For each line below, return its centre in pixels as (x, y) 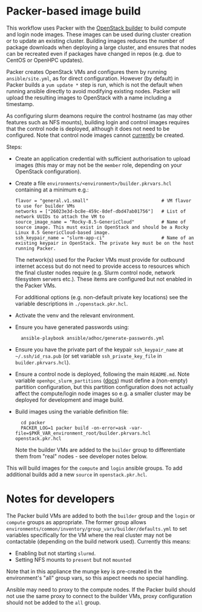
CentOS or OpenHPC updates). (45, 60)
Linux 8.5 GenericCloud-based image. (63, 232)
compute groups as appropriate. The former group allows (76, 522)
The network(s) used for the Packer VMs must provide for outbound (100, 259)
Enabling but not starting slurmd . (55, 553)
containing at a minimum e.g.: (52, 190)
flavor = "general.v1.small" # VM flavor (103, 201)
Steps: (14, 147)
